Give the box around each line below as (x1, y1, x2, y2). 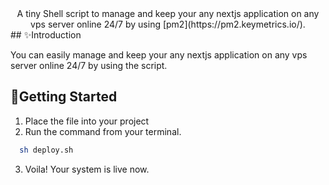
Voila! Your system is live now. (24, 163, 150, 175)
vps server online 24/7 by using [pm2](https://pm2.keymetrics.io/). (30, 18, 306, 30)
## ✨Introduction (10, 29, 82, 41)
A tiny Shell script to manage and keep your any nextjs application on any (16, 8, 320, 19)
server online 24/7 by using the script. (10, 60, 168, 71)
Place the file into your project (24, 115, 150, 127)
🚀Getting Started (10, 88, 118, 106)
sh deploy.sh (19, 145, 74, 155)
